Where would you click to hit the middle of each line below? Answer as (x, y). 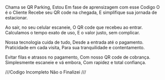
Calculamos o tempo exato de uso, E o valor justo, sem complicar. (73, 33)
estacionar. (17, 18)
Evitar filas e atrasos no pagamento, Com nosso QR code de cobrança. (78, 57)
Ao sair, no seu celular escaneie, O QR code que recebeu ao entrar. (74, 27)
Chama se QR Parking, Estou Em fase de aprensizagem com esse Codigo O (82, 7)
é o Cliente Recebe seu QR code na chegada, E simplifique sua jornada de (81, 12)
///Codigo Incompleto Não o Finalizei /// (46, 72)
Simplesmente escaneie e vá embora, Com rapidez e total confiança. (76, 62)
